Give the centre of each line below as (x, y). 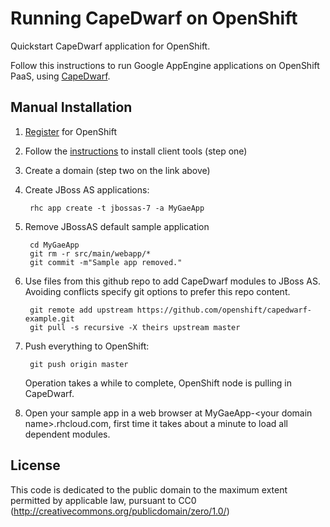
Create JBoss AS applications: (87, 189)
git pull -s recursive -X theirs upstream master (135, 327)
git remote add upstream (81, 310)
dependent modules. (67, 434)
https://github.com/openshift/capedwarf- (224, 310)
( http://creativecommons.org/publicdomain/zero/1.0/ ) (120, 511)
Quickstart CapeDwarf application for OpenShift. (110, 46)
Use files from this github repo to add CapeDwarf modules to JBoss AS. (172, 281)
